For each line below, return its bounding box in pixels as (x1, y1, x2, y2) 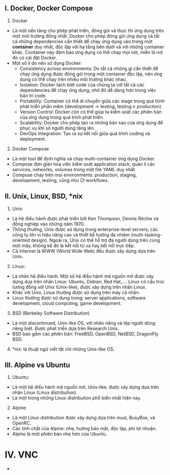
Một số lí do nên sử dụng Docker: (12, 60, 82, 66)
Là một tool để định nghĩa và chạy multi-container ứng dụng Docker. (12, 155, 156, 162)
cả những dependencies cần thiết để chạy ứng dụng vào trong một (12, 38, 153, 44)
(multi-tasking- (131, 231, 162, 237)
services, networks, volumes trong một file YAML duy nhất (12, 166, 135, 172)
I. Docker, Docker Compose (5, 4, 93, 13)
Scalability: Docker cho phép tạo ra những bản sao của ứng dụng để (19, 119, 163, 125)
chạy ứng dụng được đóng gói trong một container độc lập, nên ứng (19, 71, 162, 77)
